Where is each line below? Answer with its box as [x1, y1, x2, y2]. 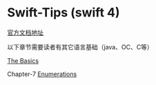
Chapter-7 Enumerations [7, 70, 77, 78]
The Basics [7, 56, 39, 64]
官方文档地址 [7, 28, 43, 36]
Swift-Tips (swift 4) [7, 5, 120, 21]
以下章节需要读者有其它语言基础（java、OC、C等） [7, 42, 153, 51]
